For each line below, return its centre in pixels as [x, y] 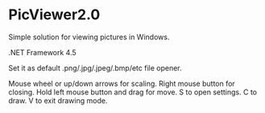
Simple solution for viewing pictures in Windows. [89, 37]
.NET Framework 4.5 [42, 52]
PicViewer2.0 [54, 15]
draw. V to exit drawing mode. [58, 100]
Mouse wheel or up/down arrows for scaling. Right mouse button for [122, 83]
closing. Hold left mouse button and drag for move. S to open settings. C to [133, 92]
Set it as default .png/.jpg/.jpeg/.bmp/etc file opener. [95, 68]
